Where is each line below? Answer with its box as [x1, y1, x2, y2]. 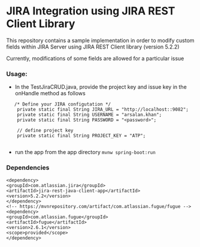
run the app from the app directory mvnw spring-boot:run [14, 149, 156, 156]
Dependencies [6, 164, 50, 172]
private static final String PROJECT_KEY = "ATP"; [17, 133, 146, 139]
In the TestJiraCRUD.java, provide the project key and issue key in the [14, 83, 187, 91]
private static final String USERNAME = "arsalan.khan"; [17, 112, 162, 118]
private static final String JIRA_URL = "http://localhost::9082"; [17, 107, 189, 113]
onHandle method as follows [14, 90, 86, 97]
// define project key [17, 128, 74, 134]
